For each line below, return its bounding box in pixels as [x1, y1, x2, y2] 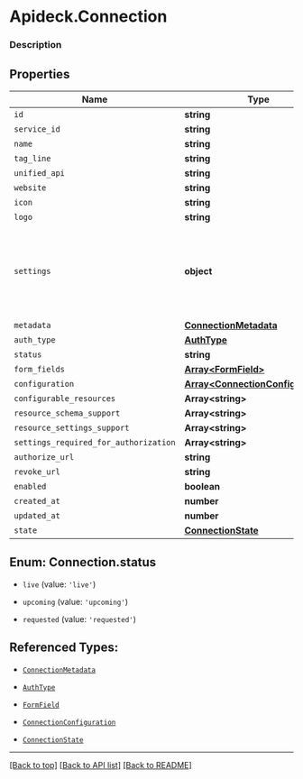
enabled [14, 481, 47, 491]
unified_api [14, 168, 66, 178]
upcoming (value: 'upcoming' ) [22, 596, 129, 607]
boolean [184, 480, 221, 492]
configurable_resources [14, 393, 116, 403]
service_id [14, 124, 60, 134]
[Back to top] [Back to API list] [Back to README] [9, 759, 192, 770]
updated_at [14, 510, 60, 520]
